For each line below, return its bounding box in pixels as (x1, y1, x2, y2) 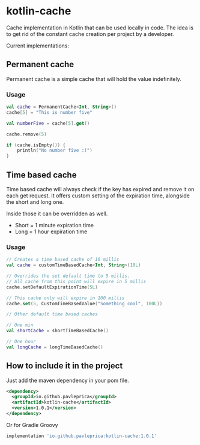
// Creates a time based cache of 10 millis (6, 257, 120, 263)
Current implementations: (6, 42, 70, 49)
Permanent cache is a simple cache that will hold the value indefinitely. (6, 75, 181, 82)
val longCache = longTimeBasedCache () (6, 344, 103, 350)
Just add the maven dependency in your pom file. (6, 377, 129, 384)
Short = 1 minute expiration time (14, 221, 94, 228)
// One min (6, 322, 34, 328)
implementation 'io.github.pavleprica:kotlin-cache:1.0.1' (6, 433, 157, 439)
